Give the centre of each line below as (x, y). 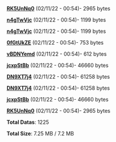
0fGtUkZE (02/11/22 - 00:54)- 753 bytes (55, 43)
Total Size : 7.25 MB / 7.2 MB (41, 133)
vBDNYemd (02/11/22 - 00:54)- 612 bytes (57, 54)
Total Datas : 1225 (28, 122)
